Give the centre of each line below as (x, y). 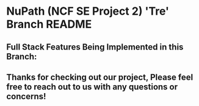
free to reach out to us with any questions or (92, 87)
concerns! (26, 96)
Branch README (49, 24)
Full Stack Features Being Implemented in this (95, 47)
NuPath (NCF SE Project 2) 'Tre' (88, 11)
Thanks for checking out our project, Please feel (100, 77)
